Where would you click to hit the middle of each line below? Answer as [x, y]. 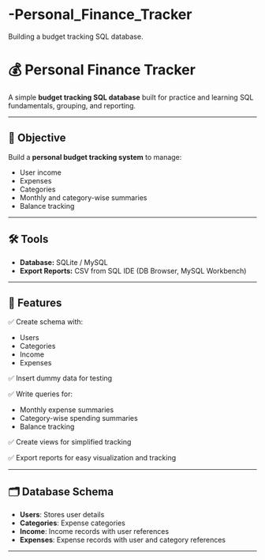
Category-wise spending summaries [78, 418]
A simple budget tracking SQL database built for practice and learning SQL [131, 97]
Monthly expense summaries [67, 410]
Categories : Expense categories [73, 523]
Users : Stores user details [62, 515]
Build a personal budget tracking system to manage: [95, 157]
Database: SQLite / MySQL [63, 262]
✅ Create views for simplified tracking [70, 442]
